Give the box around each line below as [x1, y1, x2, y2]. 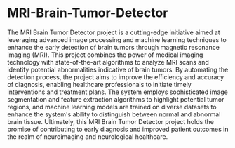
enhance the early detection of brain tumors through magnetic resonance [7, 43, 220, 51]
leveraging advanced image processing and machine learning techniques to [7, 35, 227, 43]
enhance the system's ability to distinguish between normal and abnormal [7, 110, 221, 119]
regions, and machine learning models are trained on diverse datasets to [7, 102, 217, 111]
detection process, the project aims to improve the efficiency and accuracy [7, 72, 224, 81]
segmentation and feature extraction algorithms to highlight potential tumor [7, 95, 224, 103]
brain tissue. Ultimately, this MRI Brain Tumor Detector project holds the [7, 117, 214, 126]
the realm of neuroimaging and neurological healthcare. [7, 132, 168, 141]
